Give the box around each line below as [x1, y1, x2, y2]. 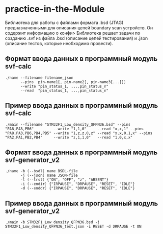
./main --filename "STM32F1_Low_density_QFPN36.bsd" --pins [5, 122, 131, 127]
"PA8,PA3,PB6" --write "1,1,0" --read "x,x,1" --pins [5, 126, 144, 131]
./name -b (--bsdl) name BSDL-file [5, 169, 78, 174]
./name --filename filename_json [5, 75, 74, 80]
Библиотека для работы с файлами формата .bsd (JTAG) [5, 20, 124, 25]
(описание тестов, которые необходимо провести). [5, 40, 113, 46]
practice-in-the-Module [5, 3, 105, 15]
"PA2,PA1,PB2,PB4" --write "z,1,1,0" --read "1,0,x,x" [5, 135, 133, 140]
